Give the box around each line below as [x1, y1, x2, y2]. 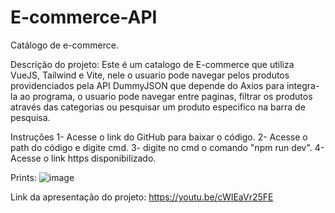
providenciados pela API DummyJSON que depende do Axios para [10, 79, 285, 91]
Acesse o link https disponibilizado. [10, 152, 157, 164]
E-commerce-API [10, 6, 158, 29]
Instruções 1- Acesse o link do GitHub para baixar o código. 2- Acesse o [10, 131, 308, 143]
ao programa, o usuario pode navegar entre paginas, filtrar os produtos [19, 90, 313, 102]
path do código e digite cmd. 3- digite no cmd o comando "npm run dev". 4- [10, 141, 325, 153]
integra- [286, 79, 320, 91]
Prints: [10, 171, 37, 183]
